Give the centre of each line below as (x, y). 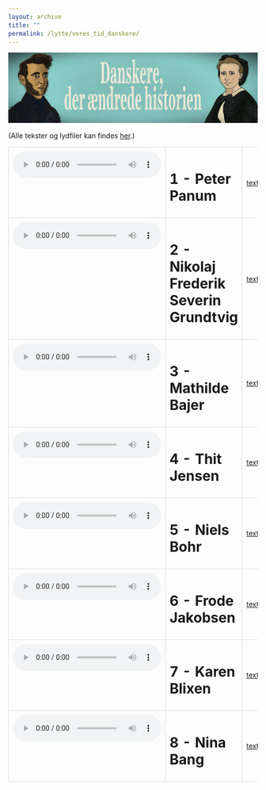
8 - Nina (198, 742)
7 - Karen (203, 671)
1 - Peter (200, 179)
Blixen (190, 688)
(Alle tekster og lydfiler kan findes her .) (72, 136)
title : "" (25, 25)
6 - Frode (202, 601)
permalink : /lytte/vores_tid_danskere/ (74, 33)
